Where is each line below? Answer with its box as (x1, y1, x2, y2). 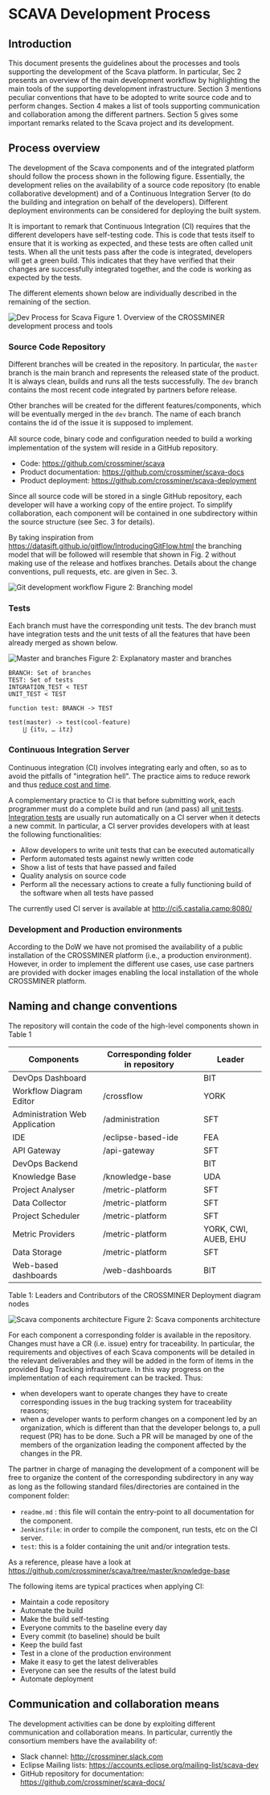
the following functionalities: (8, 829, 102, 839)
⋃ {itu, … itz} (22, 726, 74, 734)
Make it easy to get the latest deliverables (19, 1656, 158, 1666)
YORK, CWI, (203, 1223, 248, 1234)
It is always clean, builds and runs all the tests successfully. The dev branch (8, 376, 259, 387)
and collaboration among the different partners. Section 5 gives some (8, 110, 239, 119)
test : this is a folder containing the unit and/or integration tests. (19, 1541, 231, 1551)
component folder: (8, 1490, 70, 1500)
